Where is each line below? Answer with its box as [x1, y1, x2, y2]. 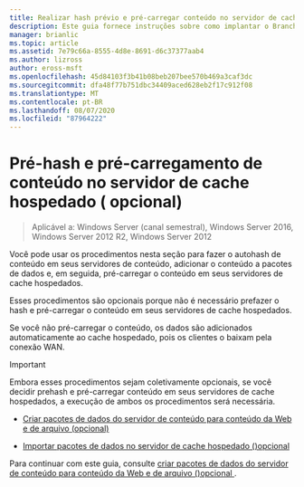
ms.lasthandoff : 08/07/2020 [9, 106, 116, 115]
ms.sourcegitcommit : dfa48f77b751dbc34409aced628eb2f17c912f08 [9, 81, 253, 90]
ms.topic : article [9, 38, 79, 48]
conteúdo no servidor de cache [9, 173, 250, 193]
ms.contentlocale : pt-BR [9, 97, 103, 107]
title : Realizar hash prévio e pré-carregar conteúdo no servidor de [9, 13, 278, 23]
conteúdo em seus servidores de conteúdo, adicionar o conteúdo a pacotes [9, 259, 292, 270]
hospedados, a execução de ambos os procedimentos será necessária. [9, 396, 276, 407]
